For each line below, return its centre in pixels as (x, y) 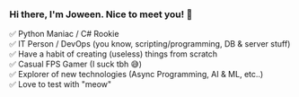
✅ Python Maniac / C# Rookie (64, 34)
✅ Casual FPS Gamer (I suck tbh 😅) (75, 64)
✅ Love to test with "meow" (61, 84)
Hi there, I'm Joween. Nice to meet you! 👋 (101, 14)
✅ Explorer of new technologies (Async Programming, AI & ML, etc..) (136, 75)
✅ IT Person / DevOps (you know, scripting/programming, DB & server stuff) (150, 44)
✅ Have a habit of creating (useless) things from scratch (114, 54)
